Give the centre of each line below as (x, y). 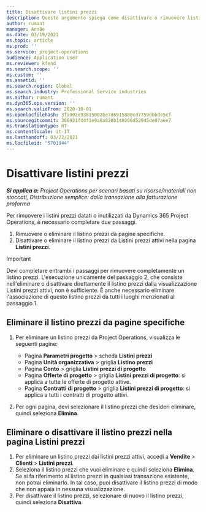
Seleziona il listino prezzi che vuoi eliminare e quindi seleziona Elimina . (105, 470)
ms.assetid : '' (26, 80)
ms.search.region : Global (39, 86)
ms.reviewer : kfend (31, 63)
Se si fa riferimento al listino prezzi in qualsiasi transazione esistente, (102, 476)
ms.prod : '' (21, 47)
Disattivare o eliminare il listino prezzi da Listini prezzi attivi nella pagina (105, 240)
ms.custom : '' (25, 75)
